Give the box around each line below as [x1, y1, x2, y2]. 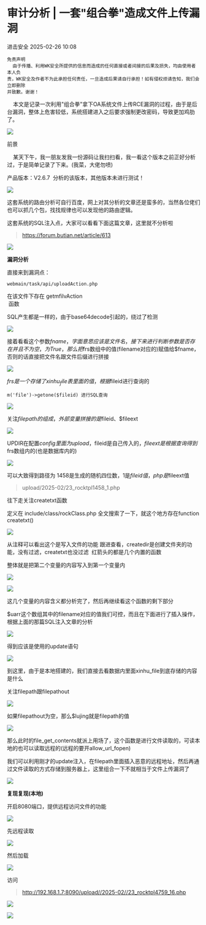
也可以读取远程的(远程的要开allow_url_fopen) [17, 744, 131, 752]
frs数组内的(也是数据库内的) [7, 447, 77, 454]
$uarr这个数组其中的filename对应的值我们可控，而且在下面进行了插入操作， [7, 610, 199, 617]
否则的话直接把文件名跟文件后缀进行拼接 [7, 352, 109, 360]
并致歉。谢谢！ [7, 89, 39, 95]
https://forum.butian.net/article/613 [21, 231, 111, 238]
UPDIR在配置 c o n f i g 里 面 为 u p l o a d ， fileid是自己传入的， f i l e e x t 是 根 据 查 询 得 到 [7, 440, 198, 447]
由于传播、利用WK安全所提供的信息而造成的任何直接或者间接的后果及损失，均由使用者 [12, 63, 196, 69]
